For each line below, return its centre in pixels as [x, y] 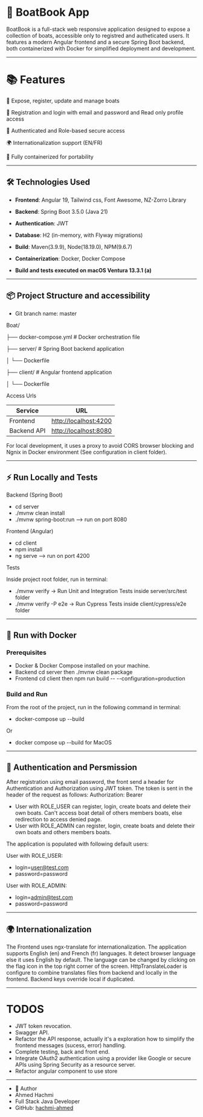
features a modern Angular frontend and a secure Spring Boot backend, [96, 42]
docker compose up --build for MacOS [63, 743]
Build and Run [27, 694]
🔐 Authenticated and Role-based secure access [66, 130]
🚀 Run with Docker [42, 635]
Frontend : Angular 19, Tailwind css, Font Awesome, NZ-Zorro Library [101, 200]
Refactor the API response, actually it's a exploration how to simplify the [105, 1039]
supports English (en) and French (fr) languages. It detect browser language [101, 953]
